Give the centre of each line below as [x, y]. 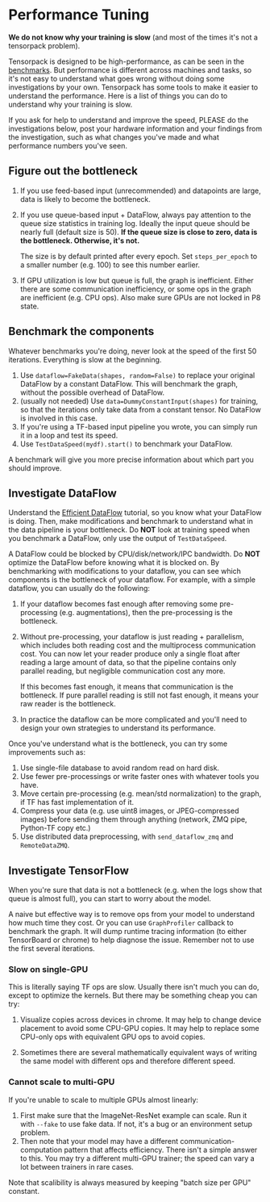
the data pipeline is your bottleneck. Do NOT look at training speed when [129, 530]
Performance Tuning [79, 15]
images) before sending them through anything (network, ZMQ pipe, [133, 819]
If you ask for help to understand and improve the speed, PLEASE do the [129, 119]
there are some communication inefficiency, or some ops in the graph [135, 289]
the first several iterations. [52, 949]
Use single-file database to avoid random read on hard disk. [120, 768]
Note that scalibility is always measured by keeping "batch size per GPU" [130, 1182]
